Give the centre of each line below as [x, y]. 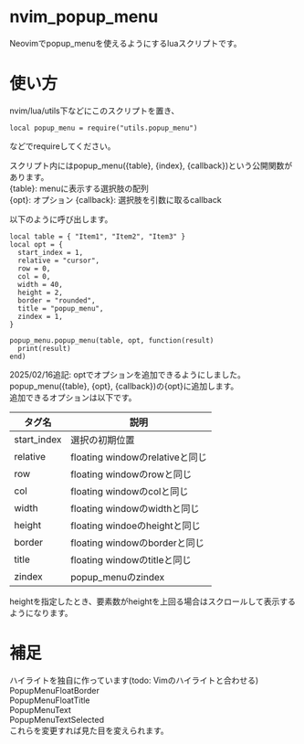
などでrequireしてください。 [63, 146]
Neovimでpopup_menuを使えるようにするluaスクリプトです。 [126, 43]
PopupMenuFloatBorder [55, 690]
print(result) [44, 348]
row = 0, [34, 268]
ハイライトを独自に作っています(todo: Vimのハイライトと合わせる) [134, 680]
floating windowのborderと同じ [137, 543]
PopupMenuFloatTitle [50, 700]
